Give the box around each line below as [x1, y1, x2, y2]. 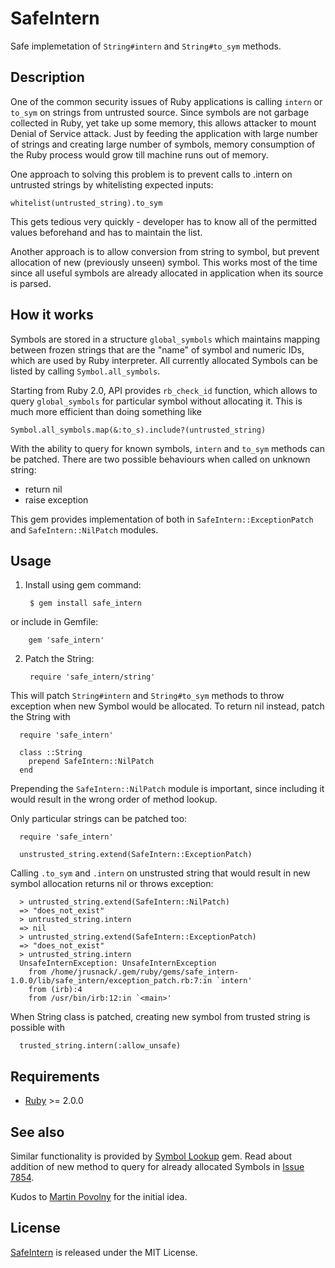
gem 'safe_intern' [28, 635, 105, 646]
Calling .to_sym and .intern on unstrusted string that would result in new [10, 867, 311, 879]
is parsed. [10, 277, 52, 289]
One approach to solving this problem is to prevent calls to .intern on [10, 168, 293, 180]
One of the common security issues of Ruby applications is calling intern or [10, 95, 323, 107]
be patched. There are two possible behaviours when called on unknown [10, 453, 311, 465]
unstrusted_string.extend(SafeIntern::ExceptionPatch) [19, 850, 253, 860]
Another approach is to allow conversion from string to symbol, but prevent [10, 245, 320, 257]
